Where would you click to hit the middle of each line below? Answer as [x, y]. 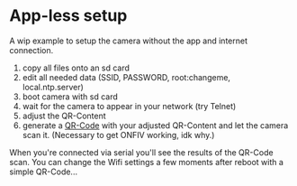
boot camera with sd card [70, 97]
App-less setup [68, 16]
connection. [31, 50]
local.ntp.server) [53, 87]
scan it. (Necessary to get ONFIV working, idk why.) [118, 135]
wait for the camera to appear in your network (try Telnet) [129, 106]
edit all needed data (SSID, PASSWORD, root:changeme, [126, 77]
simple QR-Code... [44, 172]
